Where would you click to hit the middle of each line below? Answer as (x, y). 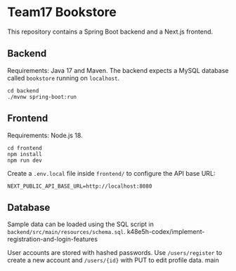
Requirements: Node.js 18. (45, 135)
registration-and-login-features (53, 239)
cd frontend (25, 148)
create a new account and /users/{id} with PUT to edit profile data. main (113, 260)
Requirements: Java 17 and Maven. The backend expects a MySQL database (118, 70)
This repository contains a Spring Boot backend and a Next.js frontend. (110, 32)
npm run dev (25, 160)
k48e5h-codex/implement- (166, 232)
